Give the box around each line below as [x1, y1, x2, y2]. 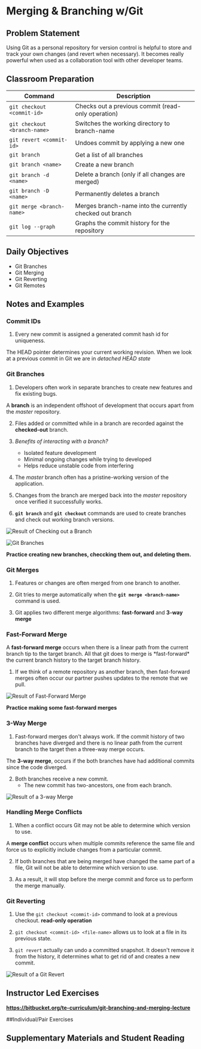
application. [14, 480, 44, 487]
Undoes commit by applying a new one [75, 138, 185, 147]
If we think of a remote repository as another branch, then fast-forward [14, 668, 190, 676]
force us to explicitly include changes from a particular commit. [6, 846, 162, 853]
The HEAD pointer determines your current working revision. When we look [6, 349, 193, 356]
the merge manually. [14, 882, 66, 889]
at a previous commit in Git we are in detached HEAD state [6, 355, 151, 362]
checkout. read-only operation [14, 917, 92, 924]
